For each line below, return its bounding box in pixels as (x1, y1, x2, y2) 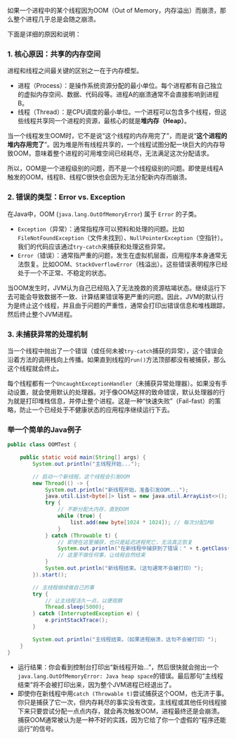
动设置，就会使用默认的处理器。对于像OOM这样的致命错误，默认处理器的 (7, 388, 220, 396)
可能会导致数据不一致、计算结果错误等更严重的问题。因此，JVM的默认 (13, 292, 218, 301)
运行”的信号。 (17, 724, 58, 733)
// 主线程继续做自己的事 (32, 583, 95, 591)
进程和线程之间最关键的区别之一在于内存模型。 (7, 66, 143, 75)
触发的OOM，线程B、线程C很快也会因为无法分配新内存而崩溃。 (7, 173, 191, 182)
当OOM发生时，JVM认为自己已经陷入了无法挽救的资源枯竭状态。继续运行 (7, 284, 221, 292)
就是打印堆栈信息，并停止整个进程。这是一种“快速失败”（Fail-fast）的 (13, 396, 216, 405)
